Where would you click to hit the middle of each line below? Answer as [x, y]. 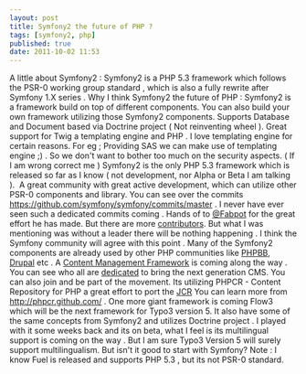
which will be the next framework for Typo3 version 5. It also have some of [150, 311]
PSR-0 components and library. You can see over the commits [127, 195]
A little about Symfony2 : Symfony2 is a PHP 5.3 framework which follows [148, 78]
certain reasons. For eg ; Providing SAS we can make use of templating [143, 146]
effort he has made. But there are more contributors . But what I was [137, 224]
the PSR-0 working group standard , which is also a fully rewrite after [139, 88]
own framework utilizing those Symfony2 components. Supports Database [150, 117]
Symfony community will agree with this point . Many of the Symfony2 [141, 243]
